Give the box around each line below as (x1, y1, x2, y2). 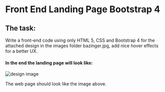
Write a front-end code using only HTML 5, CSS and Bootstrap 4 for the (5, 37, 155, 43)
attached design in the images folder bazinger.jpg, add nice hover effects (5, 43, 159, 49)
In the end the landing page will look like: (5, 59, 93, 66)
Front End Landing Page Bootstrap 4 (5, 4, 160, 15)
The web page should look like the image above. (5, 81, 107, 87)
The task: (5, 24, 36, 33)
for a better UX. (5, 48, 38, 54)
